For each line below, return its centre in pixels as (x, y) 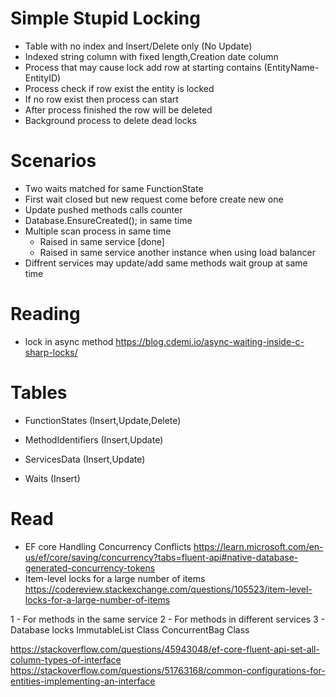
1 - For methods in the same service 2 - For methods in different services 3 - (168, 619)
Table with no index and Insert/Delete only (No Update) (138, 46)
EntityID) (43, 78)
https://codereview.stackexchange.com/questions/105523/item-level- (168, 589)
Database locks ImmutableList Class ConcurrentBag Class (130, 629)
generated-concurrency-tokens (90, 568)
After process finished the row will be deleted (118, 109)
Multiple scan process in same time (98, 231)
